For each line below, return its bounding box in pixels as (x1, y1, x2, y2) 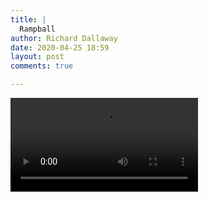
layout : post (10, 52, 65, 62)
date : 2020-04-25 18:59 (10, 42, 110, 53)
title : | (10, 14, 47, 25)
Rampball (19, 24, 56, 34)
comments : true (10, 61, 74, 71)
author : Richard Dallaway (10, 33, 118, 43)
